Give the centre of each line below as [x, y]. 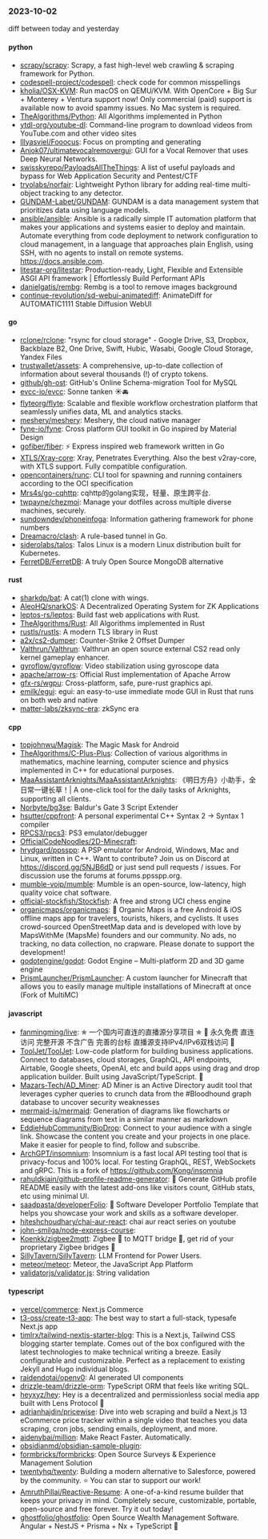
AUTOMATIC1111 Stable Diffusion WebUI [86, 303]
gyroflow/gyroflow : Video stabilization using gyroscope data [120, 666]
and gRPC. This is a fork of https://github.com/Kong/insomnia [121, 1171]
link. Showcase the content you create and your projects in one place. [135, 1136]
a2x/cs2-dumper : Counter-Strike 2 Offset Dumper [102, 640]
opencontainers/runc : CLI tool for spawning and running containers [131, 474]
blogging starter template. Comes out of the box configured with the [132, 1343]
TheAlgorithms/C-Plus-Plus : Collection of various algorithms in [124, 753]
